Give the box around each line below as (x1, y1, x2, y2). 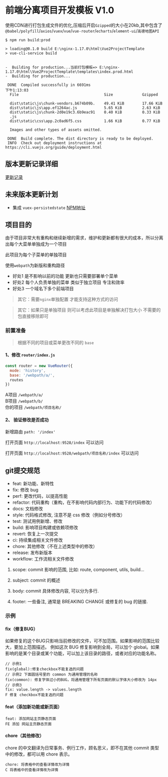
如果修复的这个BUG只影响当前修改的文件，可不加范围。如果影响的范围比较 (5, 638, 160, 644)
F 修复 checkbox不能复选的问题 (5, 693, 64, 698)
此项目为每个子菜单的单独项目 (5, 252, 67, 258)
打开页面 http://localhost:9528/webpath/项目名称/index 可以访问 (5, 450, 139, 456)
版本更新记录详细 (5, 160, 58, 168)
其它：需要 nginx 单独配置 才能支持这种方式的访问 (17, 296, 118, 302)
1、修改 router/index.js (5, 352, 55, 358)
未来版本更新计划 (5, 190, 58, 199)
